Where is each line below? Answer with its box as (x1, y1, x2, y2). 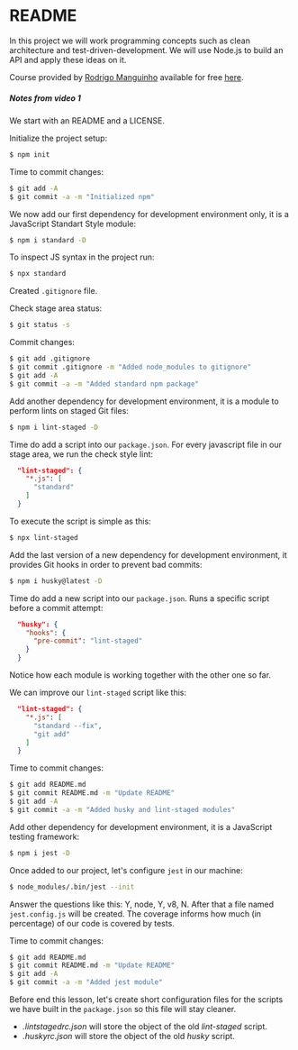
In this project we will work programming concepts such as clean (9, 35, 250, 46)
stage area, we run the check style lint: (9, 448, 154, 460)
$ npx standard (9, 269, 67, 278)
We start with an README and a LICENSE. (9, 114, 165, 126)
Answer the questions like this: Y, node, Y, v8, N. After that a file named (9, 899, 275, 909)
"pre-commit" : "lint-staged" (32, 636, 143, 645)
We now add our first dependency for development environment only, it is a (9, 208, 290, 219)
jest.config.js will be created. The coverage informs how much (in (9, 908, 262, 919)
